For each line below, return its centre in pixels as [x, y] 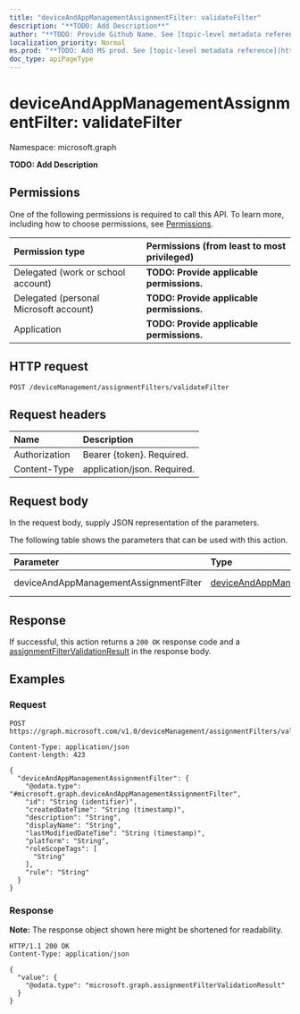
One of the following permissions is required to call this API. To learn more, [147, 214]
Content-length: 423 [48, 754]
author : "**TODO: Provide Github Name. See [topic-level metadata [135, 34]
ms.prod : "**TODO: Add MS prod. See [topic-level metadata [121, 51]
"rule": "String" [58, 872]
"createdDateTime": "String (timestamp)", [105, 809]
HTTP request [49, 366]
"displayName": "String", [74, 825]
